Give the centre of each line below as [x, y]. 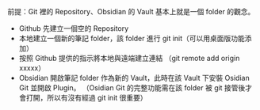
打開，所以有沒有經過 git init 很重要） [86, 98]
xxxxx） [32, 68]
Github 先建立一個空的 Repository [74, 28]
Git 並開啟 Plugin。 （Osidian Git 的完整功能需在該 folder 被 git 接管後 [132, 88]
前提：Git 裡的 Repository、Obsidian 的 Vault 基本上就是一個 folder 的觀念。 [131, 11]
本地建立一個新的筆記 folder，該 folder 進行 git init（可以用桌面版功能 [132, 38]
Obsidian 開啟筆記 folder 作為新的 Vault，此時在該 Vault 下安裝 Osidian [134, 78]
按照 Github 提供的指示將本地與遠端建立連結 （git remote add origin [129, 58]
